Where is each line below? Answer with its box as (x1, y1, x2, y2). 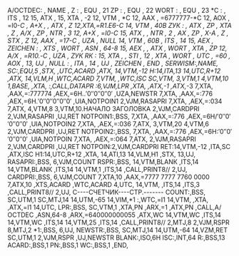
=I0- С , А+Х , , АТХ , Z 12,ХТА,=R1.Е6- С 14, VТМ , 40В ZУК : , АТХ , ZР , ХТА (7, 21, 232, 29)
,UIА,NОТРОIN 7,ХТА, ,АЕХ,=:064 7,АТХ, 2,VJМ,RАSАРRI (29, 135, 196, 143)
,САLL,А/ (195, 203, 222, 211)
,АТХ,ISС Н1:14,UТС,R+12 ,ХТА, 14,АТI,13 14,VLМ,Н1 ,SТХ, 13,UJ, (7, 150, 196, 158)
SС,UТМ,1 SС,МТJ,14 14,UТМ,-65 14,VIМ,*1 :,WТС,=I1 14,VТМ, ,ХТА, (7, 195, 209, 204)
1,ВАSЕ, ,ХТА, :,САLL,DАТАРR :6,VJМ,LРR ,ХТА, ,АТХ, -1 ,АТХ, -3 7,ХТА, (7, 82, 213, 90)
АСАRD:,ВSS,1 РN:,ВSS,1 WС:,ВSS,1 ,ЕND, (7, 241, 128, 249)
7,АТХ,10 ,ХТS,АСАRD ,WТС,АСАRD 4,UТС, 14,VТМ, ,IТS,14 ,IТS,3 (7, 180, 200, 188)
